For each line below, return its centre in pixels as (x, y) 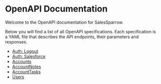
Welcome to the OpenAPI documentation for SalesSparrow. (64, 22)
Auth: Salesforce (29, 56)
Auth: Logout (25, 51)
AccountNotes (27, 67)
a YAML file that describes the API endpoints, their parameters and (72, 37)
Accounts (22, 61)
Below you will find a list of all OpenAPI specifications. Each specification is (80, 31)
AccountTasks (26, 71)
